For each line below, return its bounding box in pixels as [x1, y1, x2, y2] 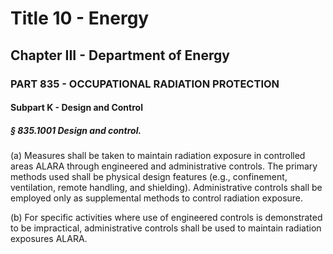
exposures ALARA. [10, 233, 88, 245]
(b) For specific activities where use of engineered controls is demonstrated [10, 212, 323, 224]
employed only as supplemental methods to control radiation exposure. [10, 192, 304, 204]
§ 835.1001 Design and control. [10, 124, 142, 136]
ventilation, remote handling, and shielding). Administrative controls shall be [10, 182, 323, 194]
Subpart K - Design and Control [10, 102, 143, 114]
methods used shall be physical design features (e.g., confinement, [10, 171, 288, 183]
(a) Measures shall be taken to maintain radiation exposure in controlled [10, 150, 306, 162]
